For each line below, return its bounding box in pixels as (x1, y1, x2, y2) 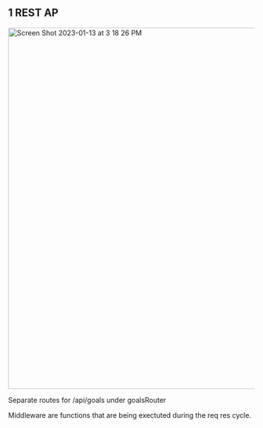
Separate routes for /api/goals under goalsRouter (8, 395, 167, 404)
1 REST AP (8, 6, 59, 20)
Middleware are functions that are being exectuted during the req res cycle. (8, 410, 252, 419)
